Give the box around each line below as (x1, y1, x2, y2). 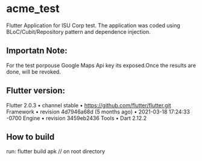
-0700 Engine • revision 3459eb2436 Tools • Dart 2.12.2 (6, 114, 147, 122)
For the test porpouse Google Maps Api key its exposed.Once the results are (6, 62, 196, 69)
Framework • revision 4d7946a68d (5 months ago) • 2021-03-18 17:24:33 (6, 108, 190, 115)
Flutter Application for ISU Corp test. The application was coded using (6, 22, 181, 29)
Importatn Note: (6, 46, 68, 56)
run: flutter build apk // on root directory (6, 148, 106, 155)
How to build (6, 131, 55, 142)
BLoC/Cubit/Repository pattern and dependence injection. (6, 28, 151, 35)
